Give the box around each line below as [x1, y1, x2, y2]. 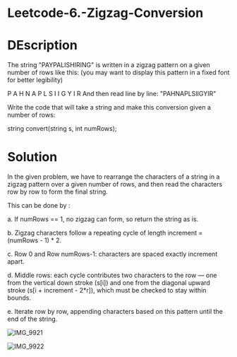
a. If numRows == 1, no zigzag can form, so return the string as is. [7, 215, 199, 223]
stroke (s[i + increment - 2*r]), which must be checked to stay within [7, 286, 207, 295]
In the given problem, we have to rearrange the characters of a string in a [7, 172, 220, 181]
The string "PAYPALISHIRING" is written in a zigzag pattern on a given [7, 61, 210, 69]
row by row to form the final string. [7, 187, 108, 196]
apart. [7, 257, 25, 266]
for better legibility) [7, 76, 63, 84]
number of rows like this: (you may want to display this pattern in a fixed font [7, 69, 230, 77]
